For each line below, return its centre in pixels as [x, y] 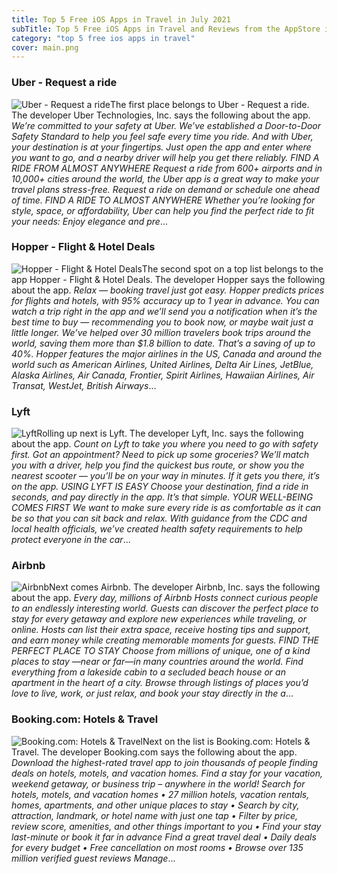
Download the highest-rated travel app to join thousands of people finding [165, 762]
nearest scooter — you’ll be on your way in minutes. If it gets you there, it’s [166, 476]
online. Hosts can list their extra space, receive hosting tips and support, [161, 630]
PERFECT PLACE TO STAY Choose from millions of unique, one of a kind [161, 651]
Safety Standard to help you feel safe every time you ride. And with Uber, [162, 136]
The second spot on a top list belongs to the [232, 268]
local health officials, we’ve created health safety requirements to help [157, 529]
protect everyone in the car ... [71, 540]
